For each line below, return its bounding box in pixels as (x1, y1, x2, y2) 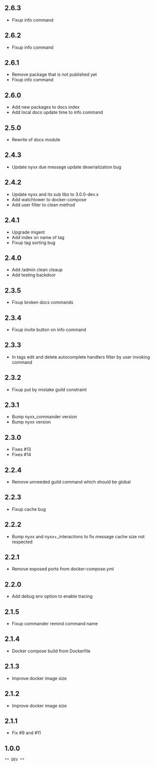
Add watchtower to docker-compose (11, 196, 87, 202)
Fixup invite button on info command (11, 327, 87, 333)
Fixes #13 (11, 446, 31, 452)
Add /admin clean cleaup (11, 267, 63, 273)
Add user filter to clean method (11, 202, 75, 208)
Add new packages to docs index (11, 104, 80, 110)
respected (11, 539, 33, 545)
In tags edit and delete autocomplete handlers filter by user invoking (11, 354, 151, 360)
